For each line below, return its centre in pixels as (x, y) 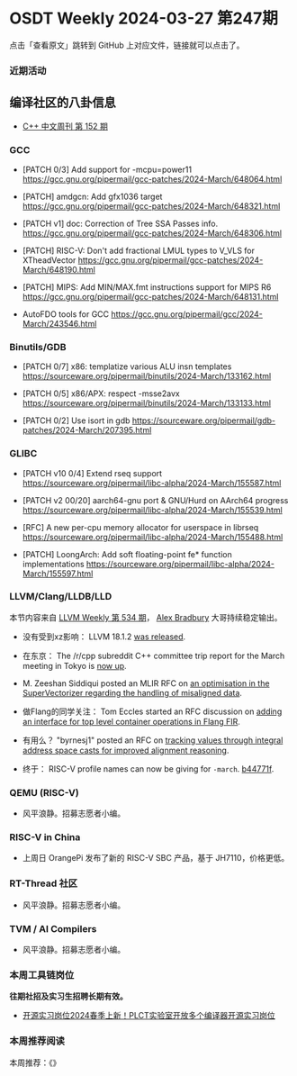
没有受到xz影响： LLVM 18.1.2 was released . (104, 637)
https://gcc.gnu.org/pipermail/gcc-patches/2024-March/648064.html (152, 179)
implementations (53, 564)
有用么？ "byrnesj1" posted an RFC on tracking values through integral (153, 740)
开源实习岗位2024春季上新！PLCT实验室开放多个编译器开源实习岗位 (149, 1016)
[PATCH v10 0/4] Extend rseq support (92, 473)
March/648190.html (59, 269)
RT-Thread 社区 (44, 883)
